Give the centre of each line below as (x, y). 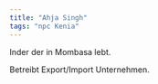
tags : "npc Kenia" (44, 26)
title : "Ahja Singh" (49, 18)
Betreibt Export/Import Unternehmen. (79, 70)
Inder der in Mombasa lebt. (60, 51)
